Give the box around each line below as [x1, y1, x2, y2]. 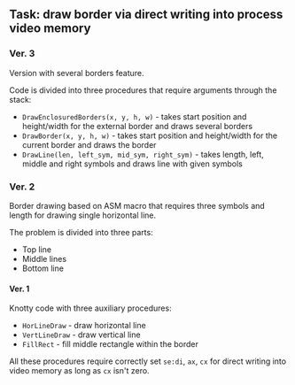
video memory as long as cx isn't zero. [9, 366, 150, 376]
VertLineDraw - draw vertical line [21, 329, 141, 340]
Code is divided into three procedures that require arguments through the [9, 84, 277, 96]
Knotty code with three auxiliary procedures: [9, 303, 172, 313]
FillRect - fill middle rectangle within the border [21, 339, 199, 350]
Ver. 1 [9, 283, 30, 294]
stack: [9, 94, 32, 104]
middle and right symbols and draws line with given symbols [21, 158, 244, 169]
